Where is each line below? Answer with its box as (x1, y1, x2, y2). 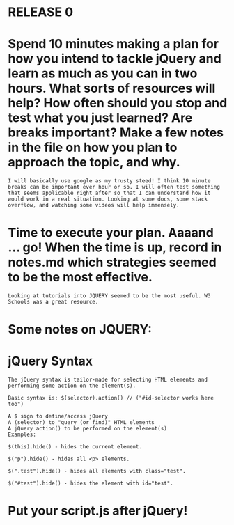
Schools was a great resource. (8, 299, 99, 306)
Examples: (8, 431, 37, 439)
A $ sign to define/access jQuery (8, 413, 109, 420)
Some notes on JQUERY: (8, 322, 153, 338)
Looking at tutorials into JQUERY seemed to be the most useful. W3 (8, 292, 211, 299)
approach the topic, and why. (8, 155, 180, 171)
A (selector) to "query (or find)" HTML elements (8, 419, 155, 426)
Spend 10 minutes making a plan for (8, 36, 219, 52)
